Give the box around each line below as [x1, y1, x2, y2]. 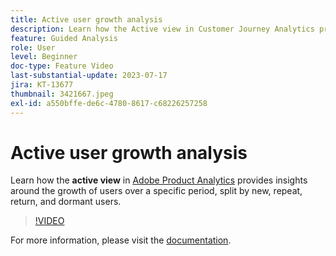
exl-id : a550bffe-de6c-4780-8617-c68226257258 [10, 98, 208, 108]
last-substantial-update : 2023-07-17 [10, 71, 168, 81]
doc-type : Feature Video [10, 61, 114, 71]
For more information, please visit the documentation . [10, 234, 232, 246]
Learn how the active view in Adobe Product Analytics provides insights [10, 174, 308, 186]
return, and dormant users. [10, 196, 122, 208]
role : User [10, 42, 56, 53]
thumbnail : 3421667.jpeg [10, 89, 114, 99]
